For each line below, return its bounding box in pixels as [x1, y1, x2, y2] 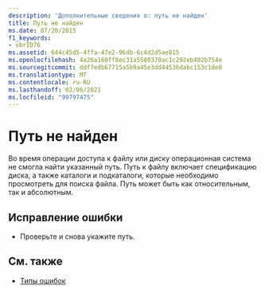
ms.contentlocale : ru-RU [8, 78, 91, 86]
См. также [8, 255, 64, 268]
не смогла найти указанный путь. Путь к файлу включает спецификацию [8, 162, 257, 172]
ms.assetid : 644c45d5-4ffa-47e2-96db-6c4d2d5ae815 [8, 49, 180, 57]
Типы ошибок [19, 275, 66, 285]
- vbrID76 [8, 41, 41, 49]
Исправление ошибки [8, 210, 123, 224]
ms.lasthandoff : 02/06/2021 [8, 85, 102, 94]
